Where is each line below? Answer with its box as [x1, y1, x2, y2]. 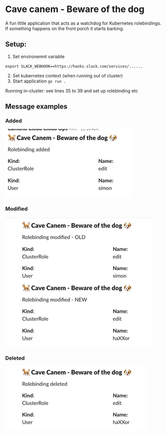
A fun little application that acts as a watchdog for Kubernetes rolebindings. [5, 20, 162, 26]
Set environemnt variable [12, 53, 65, 59]
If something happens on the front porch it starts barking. [5, 25, 124, 31]
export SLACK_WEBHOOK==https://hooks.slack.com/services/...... [5, 64, 143, 69]
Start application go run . [12, 78, 66, 84]
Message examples [5, 102, 68, 111]
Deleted [5, 355, 25, 362]
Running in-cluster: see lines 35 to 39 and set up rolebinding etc [5, 88, 138, 94]
